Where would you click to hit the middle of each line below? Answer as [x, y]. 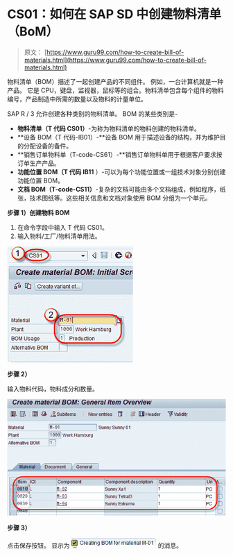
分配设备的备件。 [48, 146]
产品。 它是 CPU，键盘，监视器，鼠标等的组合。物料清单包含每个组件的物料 [115, 90]
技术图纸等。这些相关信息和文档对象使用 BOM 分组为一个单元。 [120, 198]
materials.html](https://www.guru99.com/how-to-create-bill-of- [115, 60]
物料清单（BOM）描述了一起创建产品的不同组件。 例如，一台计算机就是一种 [115, 81]
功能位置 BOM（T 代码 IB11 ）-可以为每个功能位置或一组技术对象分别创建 [121, 171]
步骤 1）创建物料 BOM [38, 212]
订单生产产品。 [38, 163]
